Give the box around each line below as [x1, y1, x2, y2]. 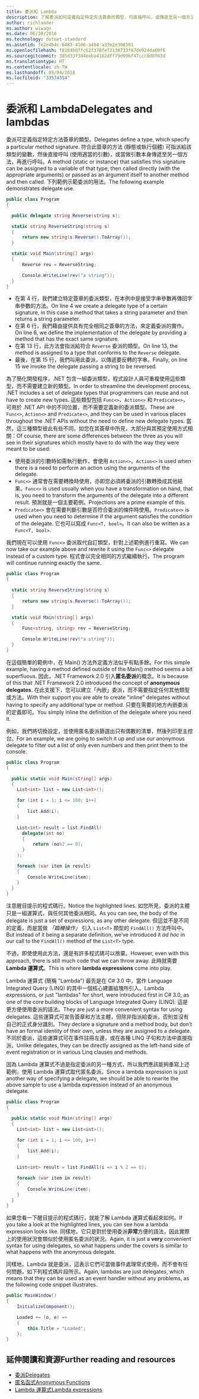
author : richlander [6, 20, 54, 26]
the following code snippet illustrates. [6, 1281, 98, 1288]
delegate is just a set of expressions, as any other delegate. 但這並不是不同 [6, 917, 190, 924]
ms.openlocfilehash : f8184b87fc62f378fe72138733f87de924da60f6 [6, 48, 166, 53]
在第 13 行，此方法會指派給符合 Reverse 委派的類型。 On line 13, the [14, 342, 178, 349]
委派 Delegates [14, 1371, 50, 1379]
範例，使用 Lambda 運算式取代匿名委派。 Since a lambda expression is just [6, 1068, 188, 1076]
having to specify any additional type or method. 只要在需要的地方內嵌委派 [6, 701, 188, 708]
